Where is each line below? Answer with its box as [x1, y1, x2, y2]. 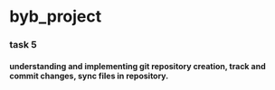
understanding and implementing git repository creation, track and [9, 60, 266, 71]
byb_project [9, 6, 102, 27]
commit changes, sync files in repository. [9, 70, 169, 81]
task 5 [9, 39, 38, 51]
